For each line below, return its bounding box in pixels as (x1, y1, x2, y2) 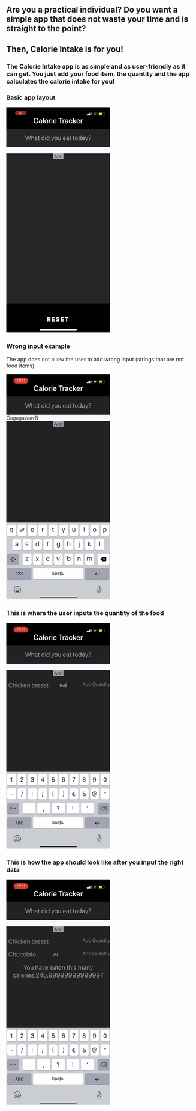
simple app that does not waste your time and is (6, 14, 189, 25)
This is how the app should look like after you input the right (6, 858, 184, 866)
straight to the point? (6, 23, 86, 34)
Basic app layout (6, 93, 56, 102)
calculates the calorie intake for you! (6, 77, 115, 85)
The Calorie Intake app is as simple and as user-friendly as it (6, 62, 186, 70)
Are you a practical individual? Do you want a (6, 5, 178, 15)
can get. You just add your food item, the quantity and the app (6, 69, 190, 78)
